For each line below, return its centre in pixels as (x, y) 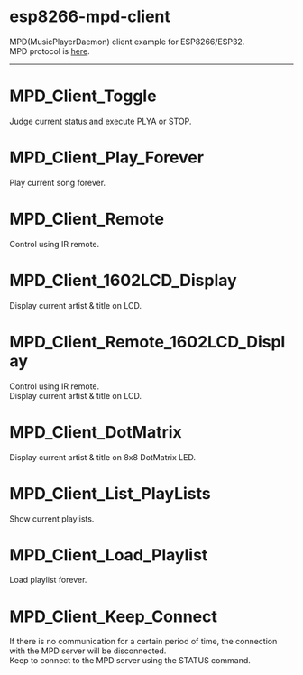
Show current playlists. (52, 518)
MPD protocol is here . (50, 51)
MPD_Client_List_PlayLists (110, 493)
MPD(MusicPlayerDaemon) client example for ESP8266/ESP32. (127, 42)
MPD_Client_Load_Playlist (109, 555)
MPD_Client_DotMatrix (96, 432)
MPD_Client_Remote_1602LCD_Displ (147, 342)
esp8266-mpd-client (90, 17)
